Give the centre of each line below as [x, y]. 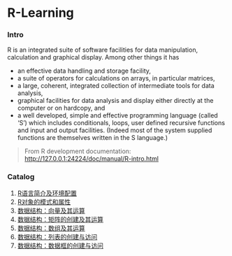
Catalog [21, 177]
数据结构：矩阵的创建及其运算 [60, 219]
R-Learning [41, 13]
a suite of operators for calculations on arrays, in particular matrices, [116, 78]
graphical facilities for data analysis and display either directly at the [115, 101]
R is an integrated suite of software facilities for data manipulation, [102, 50]
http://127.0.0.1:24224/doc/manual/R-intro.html [92, 159]
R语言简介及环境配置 [47, 193]
